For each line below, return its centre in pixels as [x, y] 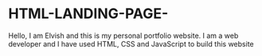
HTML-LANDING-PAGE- [88, 14]
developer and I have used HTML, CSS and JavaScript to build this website [131, 43]
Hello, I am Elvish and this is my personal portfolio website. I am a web [123, 35]
